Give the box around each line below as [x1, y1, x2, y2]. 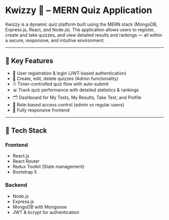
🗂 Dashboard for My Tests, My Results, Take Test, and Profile [12, 94, 142, 100]
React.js [12, 153, 30, 159]
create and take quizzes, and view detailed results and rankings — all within [5, 32, 162, 38]
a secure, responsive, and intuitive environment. [5, 37, 105, 43]
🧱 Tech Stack [5, 126, 47, 135]
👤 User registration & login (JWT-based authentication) [12, 70, 127, 76]
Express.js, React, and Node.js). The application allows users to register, [5, 26, 155, 32]
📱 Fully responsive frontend [12, 107, 70, 113]
